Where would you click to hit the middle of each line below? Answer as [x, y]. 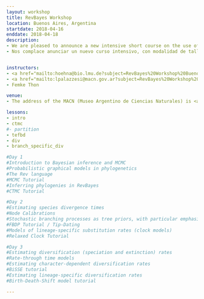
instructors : [23, 67]
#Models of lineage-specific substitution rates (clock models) [89, 230]
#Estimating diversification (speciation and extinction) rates [89, 253]
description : [23, 40]
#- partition [23, 129]
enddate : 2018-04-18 [32, 35]
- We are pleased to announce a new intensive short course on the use [99, 46]
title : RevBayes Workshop [39, 18]
